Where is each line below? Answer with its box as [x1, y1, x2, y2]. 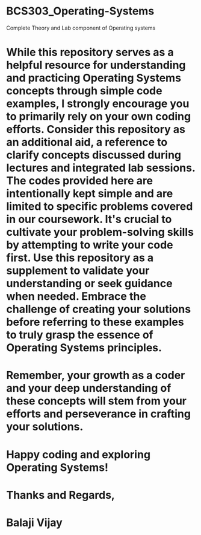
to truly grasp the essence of [6, 328, 153, 342]
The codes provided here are [6, 174, 153, 188]
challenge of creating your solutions [6, 302, 191, 316]
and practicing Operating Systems [6, 71, 182, 85]
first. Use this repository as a [6, 251, 154, 265]
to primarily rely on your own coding [6, 110, 191, 123]
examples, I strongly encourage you [6, 97, 190, 111]
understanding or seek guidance [6, 277, 173, 291]
